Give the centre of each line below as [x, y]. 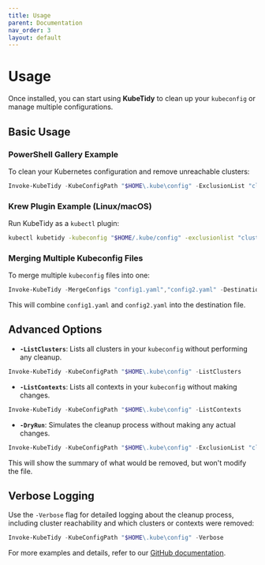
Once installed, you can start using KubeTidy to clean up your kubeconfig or [132, 99]
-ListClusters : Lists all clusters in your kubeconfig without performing [134, 348]
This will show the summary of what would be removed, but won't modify [127, 462]
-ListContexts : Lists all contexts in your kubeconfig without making [129, 386]
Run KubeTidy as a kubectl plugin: [64, 224]
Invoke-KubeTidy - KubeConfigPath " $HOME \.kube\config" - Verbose [116, 538]
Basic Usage [39, 132]
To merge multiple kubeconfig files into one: [79, 275]
